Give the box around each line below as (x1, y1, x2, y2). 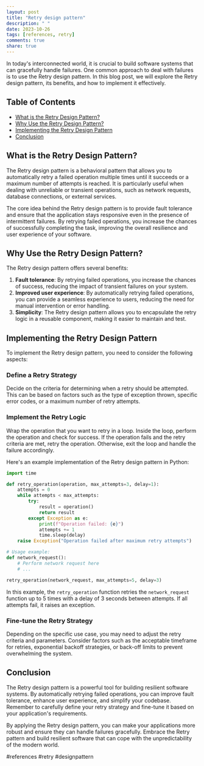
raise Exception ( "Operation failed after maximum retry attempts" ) (17, 538, 192, 544)
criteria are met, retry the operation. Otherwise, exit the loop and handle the (6, 440, 196, 447)
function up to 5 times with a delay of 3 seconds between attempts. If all (6, 594, 188, 602)
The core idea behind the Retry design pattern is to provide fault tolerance (6, 204, 193, 212)
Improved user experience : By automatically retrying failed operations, (15, 289, 194, 296)
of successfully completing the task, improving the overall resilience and (6, 224, 188, 231)
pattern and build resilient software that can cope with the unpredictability (6, 734, 192, 742)
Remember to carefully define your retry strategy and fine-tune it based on (6, 703, 194, 710)
